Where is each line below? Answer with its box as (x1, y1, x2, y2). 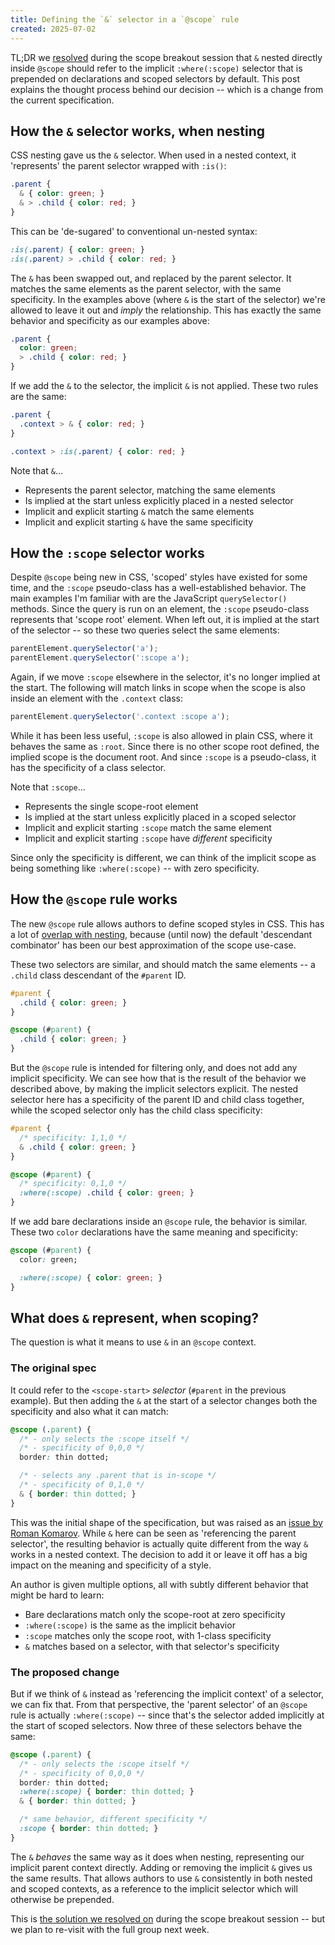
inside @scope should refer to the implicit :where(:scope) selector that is (10, 62, 303, 74)
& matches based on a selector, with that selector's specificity (24, 1640, 280, 1652)
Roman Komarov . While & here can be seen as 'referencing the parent (10, 1527, 297, 1539)
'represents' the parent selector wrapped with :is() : (10, 160, 227, 172)
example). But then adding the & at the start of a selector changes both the (10, 1394, 318, 1406)
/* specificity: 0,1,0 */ (19, 1179, 128, 1189)
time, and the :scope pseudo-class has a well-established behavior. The (10, 582, 307, 594)
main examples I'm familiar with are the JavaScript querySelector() (10, 592, 288, 605)
